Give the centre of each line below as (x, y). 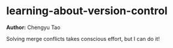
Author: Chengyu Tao (33, 27)
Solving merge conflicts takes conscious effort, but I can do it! (83, 39)
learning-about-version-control (87, 11)
